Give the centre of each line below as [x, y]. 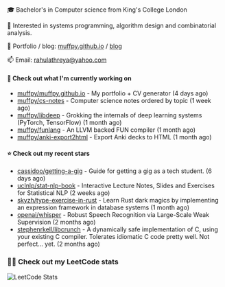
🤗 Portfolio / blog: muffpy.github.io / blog [64, 46]
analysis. [20, 33]
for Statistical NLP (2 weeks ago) [63, 193]
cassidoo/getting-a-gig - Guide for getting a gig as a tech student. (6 [115, 171]
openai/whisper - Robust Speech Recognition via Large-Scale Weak [113, 215]
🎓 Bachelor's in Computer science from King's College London [97, 10]
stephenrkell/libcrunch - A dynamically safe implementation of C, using [117, 229]
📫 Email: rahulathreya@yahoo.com [57, 60]
